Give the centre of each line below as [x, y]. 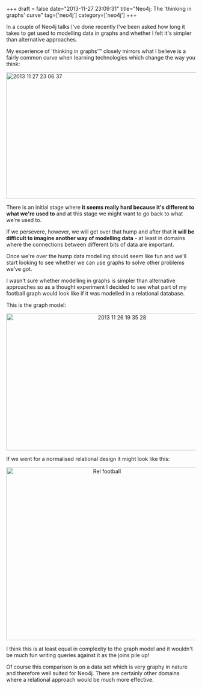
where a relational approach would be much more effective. [80, 680]
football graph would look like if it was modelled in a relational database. [96, 293]
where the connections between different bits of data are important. [90, 244]
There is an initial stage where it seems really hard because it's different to [100, 207]
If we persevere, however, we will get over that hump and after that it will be [100, 232]
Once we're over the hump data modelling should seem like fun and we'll [96, 256]
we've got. [19, 269]
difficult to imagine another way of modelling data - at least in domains [96, 238]
